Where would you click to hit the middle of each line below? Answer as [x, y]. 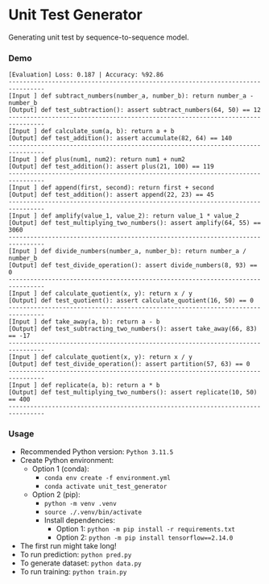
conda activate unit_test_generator [106, 486]
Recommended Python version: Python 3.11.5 [97, 451]
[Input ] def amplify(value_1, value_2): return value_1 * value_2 [124, 216]
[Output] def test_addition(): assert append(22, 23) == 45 [112, 195]
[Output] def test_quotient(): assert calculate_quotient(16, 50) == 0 [131, 301]
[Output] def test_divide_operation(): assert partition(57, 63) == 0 [129, 365]
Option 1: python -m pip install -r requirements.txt [146, 528]
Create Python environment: [67, 460]
